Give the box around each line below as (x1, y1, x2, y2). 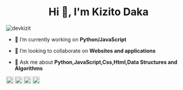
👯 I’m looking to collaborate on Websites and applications (14, 47, 156, 54)
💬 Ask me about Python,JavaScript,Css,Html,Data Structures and (14, 58, 178, 65)
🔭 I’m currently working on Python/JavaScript (14, 36, 127, 43)
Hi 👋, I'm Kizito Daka (48, 5, 149, 19)
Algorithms (14, 64, 43, 72)
